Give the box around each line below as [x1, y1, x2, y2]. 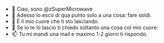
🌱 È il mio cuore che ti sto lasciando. [11, 18, 100, 24]
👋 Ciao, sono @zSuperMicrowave [11, 6, 93, 12]
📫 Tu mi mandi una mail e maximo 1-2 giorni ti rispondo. [11, 31, 148, 37]
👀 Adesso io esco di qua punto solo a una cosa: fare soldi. [11, 12, 152, 19]
